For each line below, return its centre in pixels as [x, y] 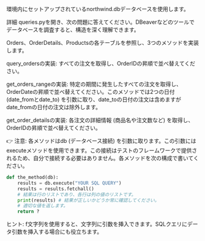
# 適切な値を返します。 [43, 206]
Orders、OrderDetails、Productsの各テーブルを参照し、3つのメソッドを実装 [102, 43]
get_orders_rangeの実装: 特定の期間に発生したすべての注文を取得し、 [94, 84]
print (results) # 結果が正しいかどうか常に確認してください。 [88, 200]
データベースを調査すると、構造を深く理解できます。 [73, 30]
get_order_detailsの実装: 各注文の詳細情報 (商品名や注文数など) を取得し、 [100, 120]
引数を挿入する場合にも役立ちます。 [57, 232]
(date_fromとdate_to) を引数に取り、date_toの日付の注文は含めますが [94, 99]
